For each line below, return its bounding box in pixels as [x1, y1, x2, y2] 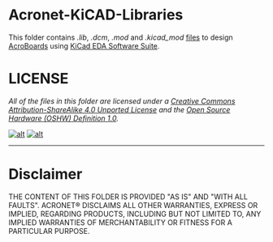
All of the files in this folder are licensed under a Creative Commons [8, 96, 236, 106]
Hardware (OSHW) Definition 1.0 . [8, 113, 119, 123]
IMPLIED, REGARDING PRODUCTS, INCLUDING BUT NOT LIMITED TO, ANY [8, 209, 262, 219]
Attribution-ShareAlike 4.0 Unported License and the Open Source [8, 104, 231, 114]
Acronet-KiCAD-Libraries [8, 6, 184, 24]
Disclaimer [8, 165, 83, 184]
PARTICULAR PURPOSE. [8, 226, 90, 236]
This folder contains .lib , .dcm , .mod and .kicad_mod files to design [8, 32, 233, 42]
